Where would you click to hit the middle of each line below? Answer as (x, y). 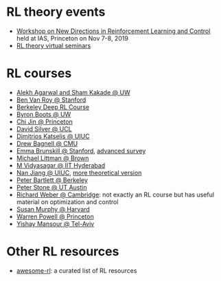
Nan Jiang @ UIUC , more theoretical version (79, 172)
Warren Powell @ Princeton (55, 216)
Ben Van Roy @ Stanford (51, 100)
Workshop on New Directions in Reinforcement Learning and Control (113, 31)
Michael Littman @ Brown (53, 158)
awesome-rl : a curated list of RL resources (77, 270)
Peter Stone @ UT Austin (51, 187)
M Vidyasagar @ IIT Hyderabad (61, 165)
